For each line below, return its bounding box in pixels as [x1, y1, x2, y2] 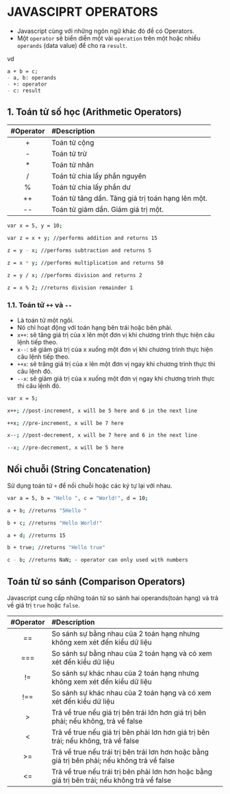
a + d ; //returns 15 [7, 532, 66, 539]
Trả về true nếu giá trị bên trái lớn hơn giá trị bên [51, 708, 207, 717]
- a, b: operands [7, 74, 57, 81]
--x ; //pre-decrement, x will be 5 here [7, 444, 125, 451]
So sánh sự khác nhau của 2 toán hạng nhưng [51, 669, 199, 678]
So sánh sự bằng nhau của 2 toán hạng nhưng [51, 629, 200, 638]
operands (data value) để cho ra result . [16, 41, 128, 49]
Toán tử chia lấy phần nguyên [51, 171, 146, 181]
